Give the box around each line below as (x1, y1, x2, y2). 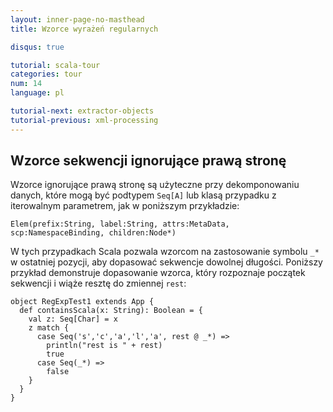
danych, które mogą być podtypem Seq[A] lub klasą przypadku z (10, 189, 277, 201)
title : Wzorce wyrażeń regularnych (10, 24, 159, 34)
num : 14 (10, 79, 43, 89)
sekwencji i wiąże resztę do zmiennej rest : (10, 277, 187, 290)
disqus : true (10, 42, 65, 52)
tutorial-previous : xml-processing (10, 115, 159, 125)
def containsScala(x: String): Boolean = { (19, 306, 203, 316)
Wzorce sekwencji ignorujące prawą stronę (10, 152, 287, 170)
